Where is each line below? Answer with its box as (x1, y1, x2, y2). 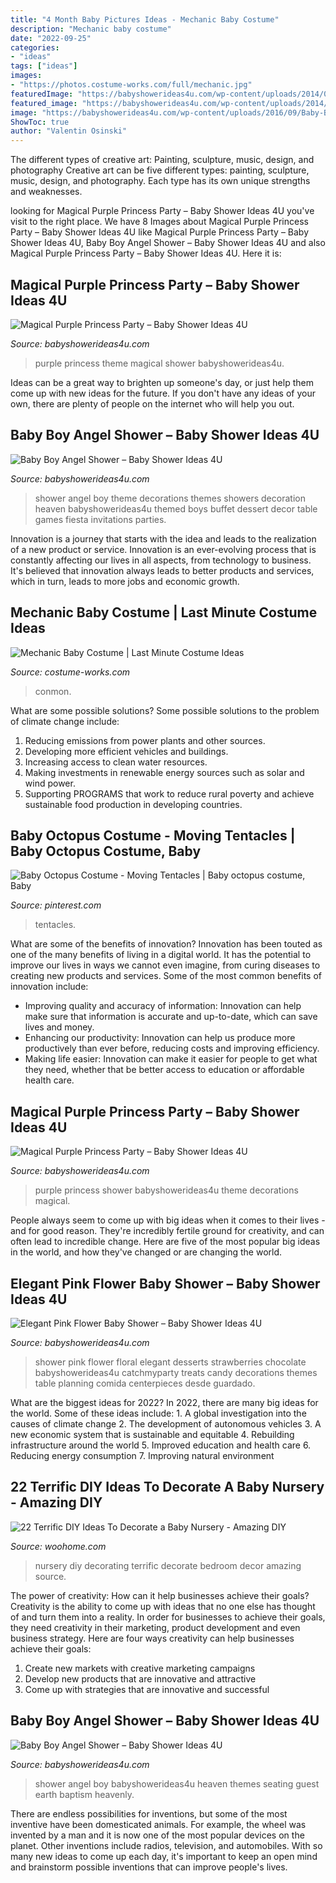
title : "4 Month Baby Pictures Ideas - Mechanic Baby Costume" (10, 14, 280, 25)
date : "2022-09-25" (10, 33, 92, 43)
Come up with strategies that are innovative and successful (24, 1683, 270, 1695)
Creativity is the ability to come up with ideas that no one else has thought (10, 1600, 316, 1612)
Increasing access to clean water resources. (24, 756, 208, 768)
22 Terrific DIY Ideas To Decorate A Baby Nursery (10, 1479, 325, 1496)
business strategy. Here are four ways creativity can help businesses (10, 1632, 295, 1644)
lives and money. (24, 1021, 95, 1033)
